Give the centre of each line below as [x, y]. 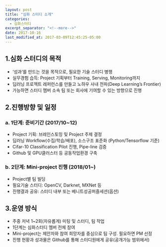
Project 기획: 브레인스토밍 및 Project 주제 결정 [57, 134]
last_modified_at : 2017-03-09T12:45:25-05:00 [53, 38]
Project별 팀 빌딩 [29, 179]
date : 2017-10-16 [23, 33]
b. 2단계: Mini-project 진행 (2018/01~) [50, 167]
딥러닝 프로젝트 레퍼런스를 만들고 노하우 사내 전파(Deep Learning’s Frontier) [86, 84]
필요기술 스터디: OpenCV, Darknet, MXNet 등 [57, 185]
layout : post [19, 10]
